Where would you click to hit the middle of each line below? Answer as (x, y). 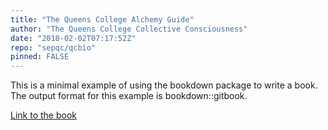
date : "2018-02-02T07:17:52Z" (73, 38)
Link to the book (43, 115)
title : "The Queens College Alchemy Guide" (102, 19)
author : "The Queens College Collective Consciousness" (129, 29)
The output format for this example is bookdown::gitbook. (129, 96)
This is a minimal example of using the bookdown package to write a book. (164, 85)
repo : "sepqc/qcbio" (53, 47)
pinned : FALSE (40, 57)
